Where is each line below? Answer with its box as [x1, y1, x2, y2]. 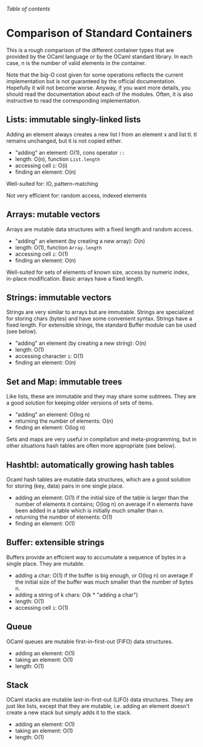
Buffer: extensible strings [6, 537, 105, 548]
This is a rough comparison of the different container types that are [6, 46, 175, 53]
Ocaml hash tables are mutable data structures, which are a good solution [6, 476, 191, 483]
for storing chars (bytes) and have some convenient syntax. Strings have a [6, 315, 193, 322]
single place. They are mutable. [6, 560, 85, 567]
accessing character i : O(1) [15, 352, 84, 360]
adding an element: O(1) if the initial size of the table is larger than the [15, 494, 189, 501]
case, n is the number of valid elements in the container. [6, 59, 147, 66]
